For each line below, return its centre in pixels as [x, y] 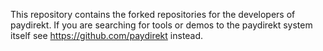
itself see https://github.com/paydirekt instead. [107, 35]
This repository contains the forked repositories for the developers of [153, 14]
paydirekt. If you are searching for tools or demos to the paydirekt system [161, 25]
